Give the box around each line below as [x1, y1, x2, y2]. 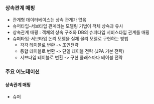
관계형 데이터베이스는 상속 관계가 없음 [12, 17, 87, 23]
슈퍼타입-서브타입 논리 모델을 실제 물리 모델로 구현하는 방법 [12, 36, 129, 42]
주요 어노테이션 [5, 68, 40, 75]
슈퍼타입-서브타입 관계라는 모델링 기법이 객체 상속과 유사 [12, 23, 123, 29]
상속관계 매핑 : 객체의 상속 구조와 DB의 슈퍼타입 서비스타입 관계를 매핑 [12, 29, 149, 36]
